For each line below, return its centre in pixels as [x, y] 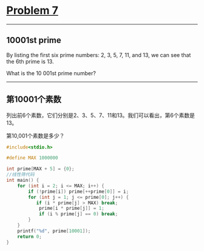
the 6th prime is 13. [30, 61]
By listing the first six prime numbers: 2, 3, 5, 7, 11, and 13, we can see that [99, 55]
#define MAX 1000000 [32, 158]
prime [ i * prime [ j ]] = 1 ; [71, 209]
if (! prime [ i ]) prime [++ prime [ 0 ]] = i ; [79, 192]
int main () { [23, 180]
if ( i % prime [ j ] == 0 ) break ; [78, 214]
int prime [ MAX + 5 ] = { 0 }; [40, 169]
